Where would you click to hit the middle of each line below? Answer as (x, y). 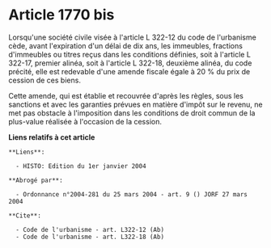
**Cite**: (25, 216)
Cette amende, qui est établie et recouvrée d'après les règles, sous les (126, 95)
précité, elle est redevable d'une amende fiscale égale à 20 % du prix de (129, 71)
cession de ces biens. (44, 80)
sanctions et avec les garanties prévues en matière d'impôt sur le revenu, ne (135, 104)
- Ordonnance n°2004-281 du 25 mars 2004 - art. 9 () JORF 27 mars (132, 194)
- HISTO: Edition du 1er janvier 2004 (81, 166)
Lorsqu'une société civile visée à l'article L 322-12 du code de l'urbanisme (132, 37)
